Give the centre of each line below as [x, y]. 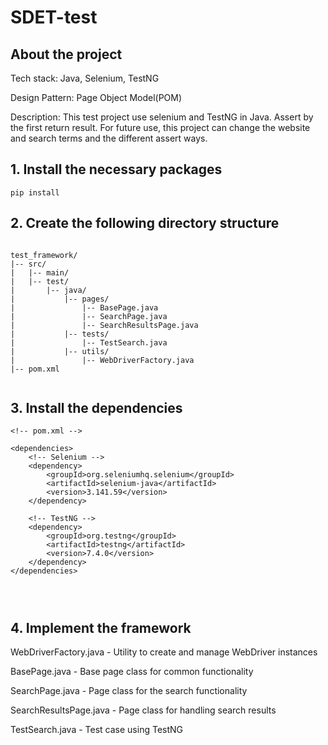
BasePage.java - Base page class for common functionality [132, 672]
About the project [66, 54]
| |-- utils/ [60, 351]
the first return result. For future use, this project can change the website [160, 127]
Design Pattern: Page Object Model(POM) [96, 97]
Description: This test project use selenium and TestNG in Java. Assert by [162, 117]
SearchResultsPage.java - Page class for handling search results [143, 710]
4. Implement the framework [101, 627]
